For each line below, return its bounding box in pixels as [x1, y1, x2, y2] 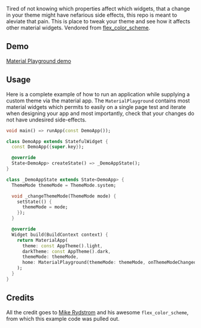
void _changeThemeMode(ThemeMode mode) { [11, 193, 117, 199]
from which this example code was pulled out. [6, 315, 120, 322]
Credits [6, 293, 35, 303]
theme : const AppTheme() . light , [22, 242, 103, 249]
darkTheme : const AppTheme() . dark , [22, 248, 111, 254]
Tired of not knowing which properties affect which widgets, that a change [6, 5, 190, 12]
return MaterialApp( [17, 237, 68, 243]
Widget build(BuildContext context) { [11, 232, 109, 238]
